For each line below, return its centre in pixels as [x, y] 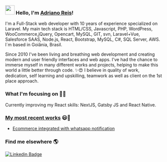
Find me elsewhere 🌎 [32, 142]
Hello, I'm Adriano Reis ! [45, 12]
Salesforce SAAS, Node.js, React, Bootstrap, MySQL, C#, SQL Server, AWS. [83, 39]
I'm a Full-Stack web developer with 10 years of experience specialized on [82, 24]
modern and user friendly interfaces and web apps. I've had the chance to [82, 60]
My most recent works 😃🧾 [38, 118]
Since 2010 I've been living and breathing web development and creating [80, 54]
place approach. [22, 81]
